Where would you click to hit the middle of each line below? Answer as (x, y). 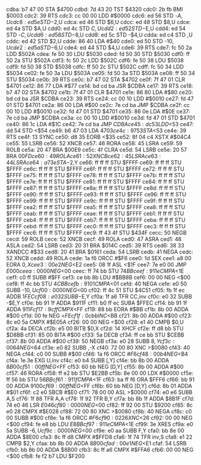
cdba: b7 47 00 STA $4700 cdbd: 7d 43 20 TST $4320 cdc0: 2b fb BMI (94, 9)
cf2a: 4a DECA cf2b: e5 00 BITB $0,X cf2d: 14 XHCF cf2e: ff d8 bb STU (95, 328)
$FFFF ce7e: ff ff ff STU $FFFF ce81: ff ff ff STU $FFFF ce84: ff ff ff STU (95, 181)
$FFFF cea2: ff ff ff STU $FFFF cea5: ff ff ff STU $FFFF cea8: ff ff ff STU (96, 207)
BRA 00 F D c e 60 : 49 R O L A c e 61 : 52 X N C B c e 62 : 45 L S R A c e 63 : (83, 156)
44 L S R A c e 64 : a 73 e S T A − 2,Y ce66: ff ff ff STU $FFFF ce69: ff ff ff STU (94, 163)
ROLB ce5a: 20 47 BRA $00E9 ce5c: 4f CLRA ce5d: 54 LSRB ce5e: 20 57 (97, 150)
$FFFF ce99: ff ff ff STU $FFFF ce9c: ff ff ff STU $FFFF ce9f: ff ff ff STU (95, 201)
